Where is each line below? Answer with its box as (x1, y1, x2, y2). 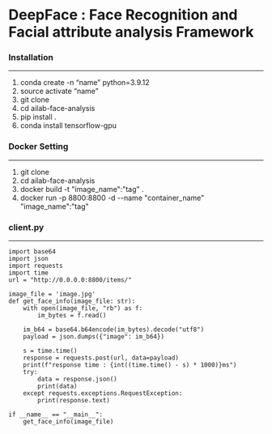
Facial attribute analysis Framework (8, 23, 254, 41)
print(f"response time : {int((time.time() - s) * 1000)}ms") (23, 361, 237, 369)
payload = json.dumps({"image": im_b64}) (23, 333, 164, 341)
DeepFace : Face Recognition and (8, 6, 238, 24)
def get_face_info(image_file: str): (8, 297, 136, 305)
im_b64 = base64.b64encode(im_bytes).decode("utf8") (23, 325, 205, 334)
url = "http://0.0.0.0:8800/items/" (8, 276, 132, 284)
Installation (8, 52, 54, 63)
